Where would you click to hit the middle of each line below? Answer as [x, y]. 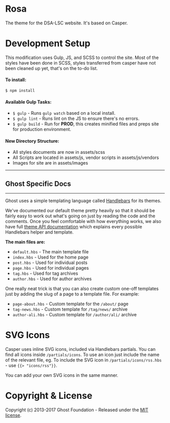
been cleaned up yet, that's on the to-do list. [52, 68]
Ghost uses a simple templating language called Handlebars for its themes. [83, 201]
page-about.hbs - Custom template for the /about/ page [71, 304]
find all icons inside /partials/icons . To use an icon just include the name [82, 355]
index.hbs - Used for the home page [50, 257]
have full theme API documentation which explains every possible [74, 227]
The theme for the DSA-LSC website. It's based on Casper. [67, 23]
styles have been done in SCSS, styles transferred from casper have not [80, 63]
